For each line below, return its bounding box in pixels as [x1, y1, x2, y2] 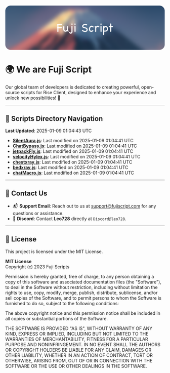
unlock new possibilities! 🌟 [5, 95, 61, 101]
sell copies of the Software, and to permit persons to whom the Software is [5, 295, 162, 301]
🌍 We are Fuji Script [5, 64, 92, 75]
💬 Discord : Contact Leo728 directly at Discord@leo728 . [12, 216, 126, 222]
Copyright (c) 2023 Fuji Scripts [5, 264, 70, 270]
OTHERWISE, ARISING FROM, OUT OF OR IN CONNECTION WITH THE [5, 357, 153, 363]
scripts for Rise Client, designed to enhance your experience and [21, 90, 156, 96]
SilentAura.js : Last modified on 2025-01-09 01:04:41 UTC [12, 138, 134, 144]
